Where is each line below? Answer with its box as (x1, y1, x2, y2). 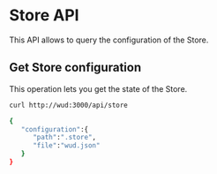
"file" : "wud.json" (32, 141, 101, 150)
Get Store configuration (9, 60, 142, 75)
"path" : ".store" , (32, 133, 97, 142)
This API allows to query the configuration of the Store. (9, 34, 209, 45)
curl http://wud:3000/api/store (9, 101, 128, 110)
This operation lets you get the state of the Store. (9, 83, 188, 94)
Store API (9, 5, 79, 26)
